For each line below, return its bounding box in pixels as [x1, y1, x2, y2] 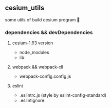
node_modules [19, 50, 50, 55]
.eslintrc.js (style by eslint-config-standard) [19, 92, 107, 98]
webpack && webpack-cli [12, 64, 63, 70]
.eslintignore [19, 97, 45, 104]
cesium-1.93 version [12, 40, 54, 46]
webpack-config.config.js [19, 73, 72, 79]
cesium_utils [5, 4, 45, 12]
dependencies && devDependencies [5, 29, 93, 36]
